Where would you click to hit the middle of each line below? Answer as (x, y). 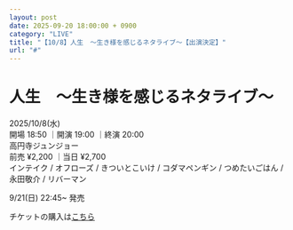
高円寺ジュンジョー (44, 146)
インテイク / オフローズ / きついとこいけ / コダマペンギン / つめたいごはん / (146, 168)
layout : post (33, 17)
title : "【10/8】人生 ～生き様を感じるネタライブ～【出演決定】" (118, 42)
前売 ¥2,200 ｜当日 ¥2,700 (58, 157)
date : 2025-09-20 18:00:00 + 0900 (73, 26)
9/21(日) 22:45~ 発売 (47, 198)
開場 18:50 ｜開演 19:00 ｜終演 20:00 (77, 135)
